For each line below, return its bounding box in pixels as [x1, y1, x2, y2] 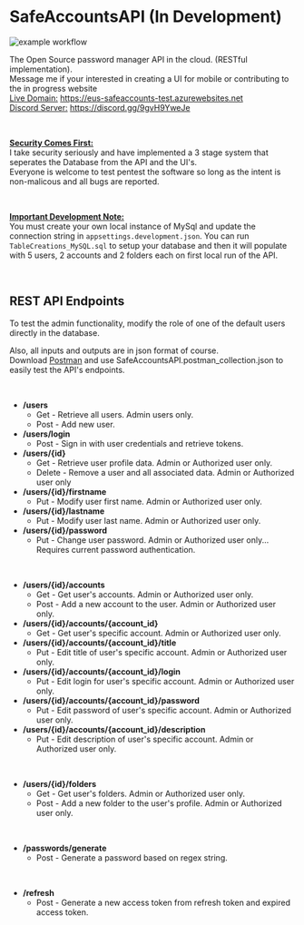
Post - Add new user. [35, 418, 115, 429]
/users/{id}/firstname [22, 486, 107, 497]
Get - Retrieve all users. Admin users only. [35, 408, 193, 419]
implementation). [9, 64, 73, 74]
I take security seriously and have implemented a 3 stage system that [9, 147, 270, 158]
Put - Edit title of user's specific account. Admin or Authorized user [35, 646, 288, 657]
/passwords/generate [22, 842, 107, 853]
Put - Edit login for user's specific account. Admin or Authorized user [35, 675, 295, 686]
